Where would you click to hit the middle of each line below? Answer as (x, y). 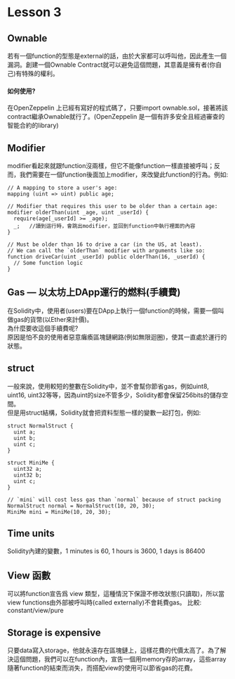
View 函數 (29, 575)
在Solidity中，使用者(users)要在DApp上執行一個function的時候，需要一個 (113, 311)
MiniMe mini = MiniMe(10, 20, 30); (59, 512)
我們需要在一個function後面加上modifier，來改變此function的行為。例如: (124, 175)
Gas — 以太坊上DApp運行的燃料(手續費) (94, 292)
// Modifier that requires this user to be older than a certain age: (113, 207)
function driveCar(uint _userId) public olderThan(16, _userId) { (106, 257)
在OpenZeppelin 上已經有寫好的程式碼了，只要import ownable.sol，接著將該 (117, 108)
